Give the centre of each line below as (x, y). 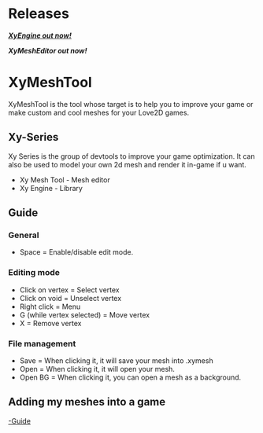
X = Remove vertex (50, 323)
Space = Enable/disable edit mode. (76, 252)
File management (42, 343)
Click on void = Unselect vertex (70, 298)
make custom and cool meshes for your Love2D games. (99, 112)
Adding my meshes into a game (87, 402)
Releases (39, 14)
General (24, 235)
